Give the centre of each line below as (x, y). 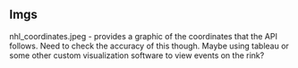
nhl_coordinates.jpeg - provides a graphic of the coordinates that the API (143, 36)
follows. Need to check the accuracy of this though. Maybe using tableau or (149, 46)
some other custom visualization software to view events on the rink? (137, 55)
